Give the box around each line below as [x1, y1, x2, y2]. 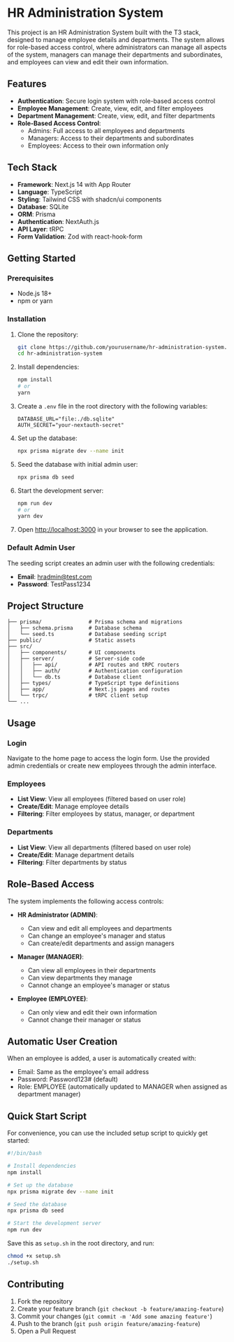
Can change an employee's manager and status [27, 931, 166, 940]
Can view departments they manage [27, 973, 133, 982]
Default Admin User [7, 543, 75, 553]
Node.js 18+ [17, 289, 52, 298]
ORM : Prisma [17, 210, 56, 218]
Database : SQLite [17, 202, 69, 211]
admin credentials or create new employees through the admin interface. [7, 761, 217, 770]
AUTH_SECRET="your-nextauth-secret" [17, 421, 124, 428]
